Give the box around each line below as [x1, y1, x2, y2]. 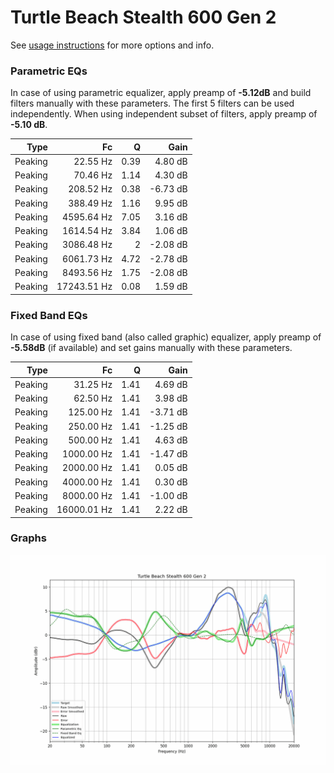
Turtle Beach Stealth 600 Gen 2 [10, 6, 277, 29]
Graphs [10, 531, 47, 545]
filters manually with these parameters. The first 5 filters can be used [10, 97, 295, 110]
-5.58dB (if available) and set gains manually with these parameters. [10, 342, 293, 354]
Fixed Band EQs [10, 308, 88, 322]
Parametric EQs [10, 64, 88, 78]
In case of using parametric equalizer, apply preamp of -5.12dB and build [10, 87, 312, 99]
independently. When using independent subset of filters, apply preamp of [10, 108, 318, 120]
